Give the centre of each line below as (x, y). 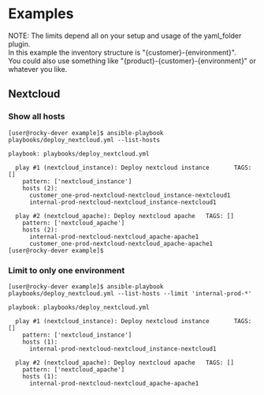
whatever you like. (38, 69)
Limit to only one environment (67, 270)
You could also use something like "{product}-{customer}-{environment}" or (132, 61)
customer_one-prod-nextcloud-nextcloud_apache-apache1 (121, 243)
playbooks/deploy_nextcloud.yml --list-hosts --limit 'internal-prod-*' (130, 293)
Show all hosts (37, 117)
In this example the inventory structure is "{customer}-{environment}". (122, 52)
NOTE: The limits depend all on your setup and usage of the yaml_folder (125, 36)
